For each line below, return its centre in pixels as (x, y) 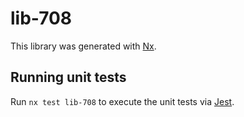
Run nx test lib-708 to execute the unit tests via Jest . (122, 101)
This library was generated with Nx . (83, 46)
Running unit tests (68, 77)
